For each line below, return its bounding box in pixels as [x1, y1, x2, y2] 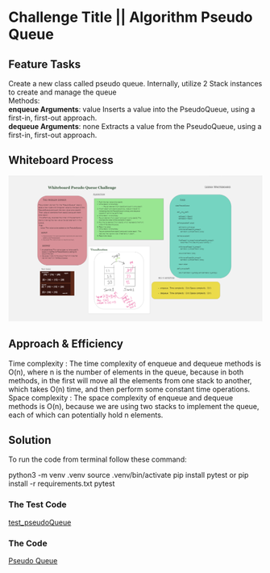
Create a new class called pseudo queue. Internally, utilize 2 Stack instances [8, 79, 263, 88]
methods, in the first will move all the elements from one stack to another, [8, 375, 252, 385]
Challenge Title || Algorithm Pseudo [8, 8, 253, 27]
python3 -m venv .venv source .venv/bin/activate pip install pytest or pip [8, 471, 249, 480]
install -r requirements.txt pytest [8, 479, 115, 488]
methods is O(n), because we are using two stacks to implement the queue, [8, 401, 260, 411]
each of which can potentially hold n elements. [8, 410, 164, 420]
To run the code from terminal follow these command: [8, 454, 187, 464]
